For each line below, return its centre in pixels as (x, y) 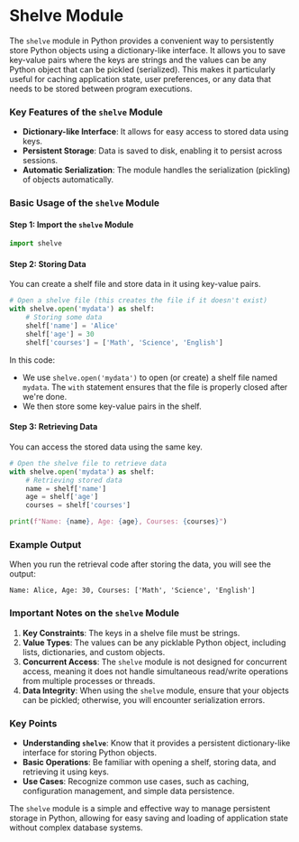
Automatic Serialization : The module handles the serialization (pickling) (156, 170)
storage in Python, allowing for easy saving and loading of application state (149, 818)
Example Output (45, 544)
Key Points (33, 723)
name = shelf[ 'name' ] (66, 488)
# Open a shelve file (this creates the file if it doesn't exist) (139, 301)
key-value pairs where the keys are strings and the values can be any (138, 60)
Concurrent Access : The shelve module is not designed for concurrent (154, 662)
